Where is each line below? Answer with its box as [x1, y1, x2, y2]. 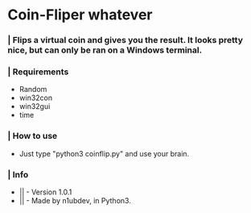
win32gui [19, 102, 51, 111]
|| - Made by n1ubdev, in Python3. [19, 196, 132, 205]
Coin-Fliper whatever [7, 6, 153, 24]
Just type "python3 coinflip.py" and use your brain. [19, 148, 190, 158]
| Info [7, 169, 29, 180]
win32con [19, 93, 53, 102]
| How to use [7, 131, 58, 142]
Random [19, 85, 47, 94]
